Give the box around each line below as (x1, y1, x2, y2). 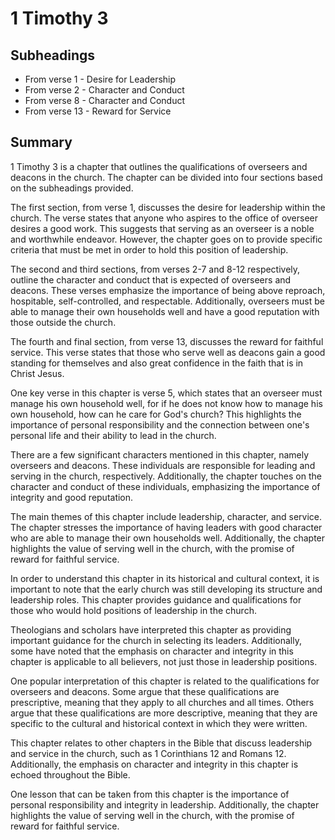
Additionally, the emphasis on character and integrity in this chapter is (10, 758, 299, 770)
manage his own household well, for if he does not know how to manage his (10, 397, 323, 409)
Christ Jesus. (10, 367, 65, 379)
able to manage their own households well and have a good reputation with (10, 305, 320, 317)
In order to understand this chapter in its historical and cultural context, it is (10, 572, 320, 584)
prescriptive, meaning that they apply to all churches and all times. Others (10, 696, 315, 708)
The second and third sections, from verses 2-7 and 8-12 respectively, (10, 263, 301, 275)
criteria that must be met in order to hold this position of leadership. (10, 243, 289, 256)
